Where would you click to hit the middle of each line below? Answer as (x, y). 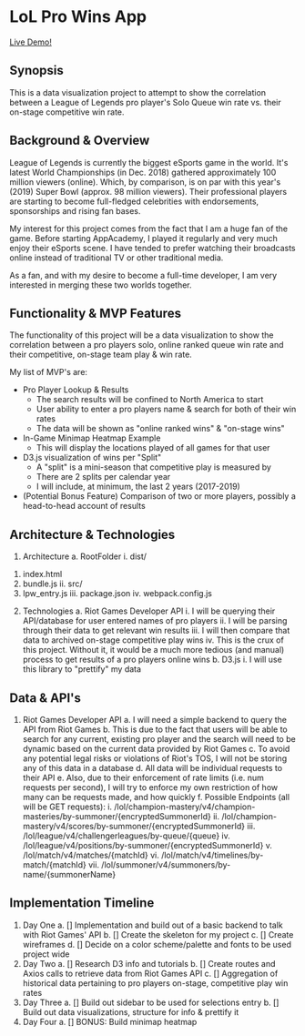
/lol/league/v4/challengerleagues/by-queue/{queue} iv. (126, 836)
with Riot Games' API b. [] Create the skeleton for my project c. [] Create (158, 934)
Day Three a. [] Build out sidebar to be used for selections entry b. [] (151, 1002)
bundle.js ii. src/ (53, 584)
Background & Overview (80, 141)
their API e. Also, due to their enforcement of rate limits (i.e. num (143, 777)
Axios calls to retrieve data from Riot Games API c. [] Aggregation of (150, 973)
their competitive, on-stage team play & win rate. (101, 355)
